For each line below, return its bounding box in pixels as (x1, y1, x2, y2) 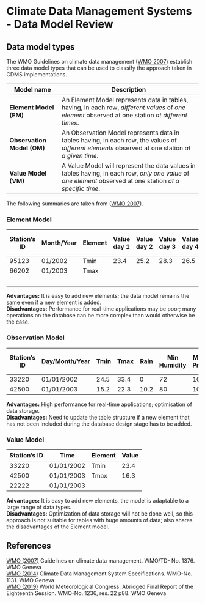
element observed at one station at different (62, 111, 188, 119)
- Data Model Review (6, 17, 113, 31)
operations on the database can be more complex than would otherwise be (6, 312, 195, 319)
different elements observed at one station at (62, 144, 191, 152)
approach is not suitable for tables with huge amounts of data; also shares (6, 516, 193, 523)
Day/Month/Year (41, 357, 90, 365)
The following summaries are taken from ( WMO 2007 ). (6, 200, 143, 207)
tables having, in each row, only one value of (62, 169, 190, 177)
